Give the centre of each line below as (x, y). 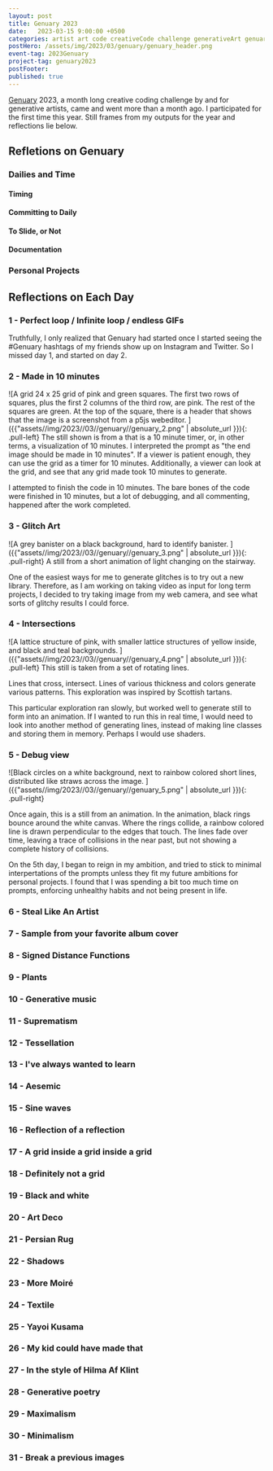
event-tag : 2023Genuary (49, 54)
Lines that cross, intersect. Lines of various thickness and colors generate (132, 683)
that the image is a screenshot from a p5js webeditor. (97, 420)
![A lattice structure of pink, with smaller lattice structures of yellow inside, (133, 641)
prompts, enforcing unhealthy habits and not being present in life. (118, 891)
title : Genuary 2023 (43, 24)
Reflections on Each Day (71, 297)
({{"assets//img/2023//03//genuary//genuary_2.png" (96, 429)
